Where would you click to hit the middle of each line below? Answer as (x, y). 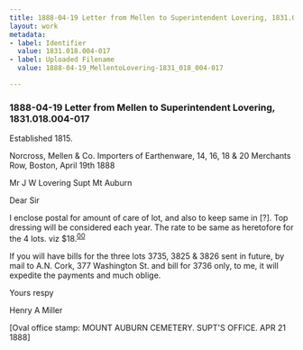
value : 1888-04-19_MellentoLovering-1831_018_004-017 (120, 69)
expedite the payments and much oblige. (85, 275)
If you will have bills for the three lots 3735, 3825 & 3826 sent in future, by (147, 256)
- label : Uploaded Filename (62, 60)
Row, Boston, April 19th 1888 (62, 166)
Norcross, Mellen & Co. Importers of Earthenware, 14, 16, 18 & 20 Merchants (150, 156)
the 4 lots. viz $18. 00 (47, 238)
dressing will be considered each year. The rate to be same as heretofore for (151, 227)
